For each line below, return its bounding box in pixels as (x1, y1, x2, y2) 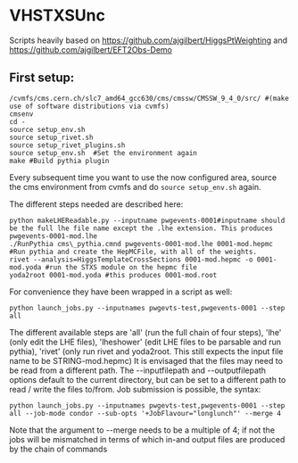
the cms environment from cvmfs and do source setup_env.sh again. (9, 181, 261, 192)
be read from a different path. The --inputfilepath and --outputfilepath (9, 365, 266, 376)
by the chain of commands (9, 443, 108, 454)
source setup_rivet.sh (9, 133, 94, 142)
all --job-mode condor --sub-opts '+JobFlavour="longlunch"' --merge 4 (9, 409, 281, 418)
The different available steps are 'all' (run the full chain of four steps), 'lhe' (9, 327, 282, 337)
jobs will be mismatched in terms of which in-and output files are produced (9, 434, 286, 444)
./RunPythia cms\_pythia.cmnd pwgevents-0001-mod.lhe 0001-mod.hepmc (9, 239, 274, 248)
